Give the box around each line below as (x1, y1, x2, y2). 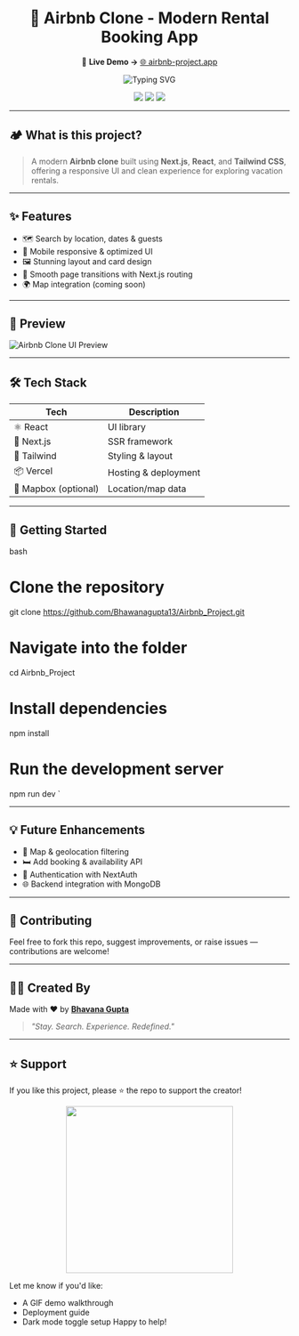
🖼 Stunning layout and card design (21, 255, 152, 266)
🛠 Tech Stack (9, 375, 87, 390)
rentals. (30, 174, 60, 185)
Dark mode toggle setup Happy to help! (21, 1316, 167, 1327)
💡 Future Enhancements (9, 822, 145, 838)
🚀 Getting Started (9, 522, 108, 538)
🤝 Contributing (9, 912, 93, 928)
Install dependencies (9, 699, 167, 719)
